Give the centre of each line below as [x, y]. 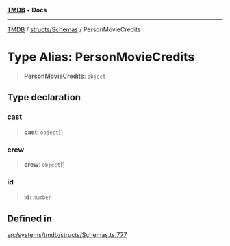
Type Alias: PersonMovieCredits [101, 57]
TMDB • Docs [27, 10]
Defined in [30, 218]
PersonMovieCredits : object [65, 76]
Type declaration [44, 97]
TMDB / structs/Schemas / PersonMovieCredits [74, 29]
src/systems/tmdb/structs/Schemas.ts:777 [67, 235]
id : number [38, 197]
